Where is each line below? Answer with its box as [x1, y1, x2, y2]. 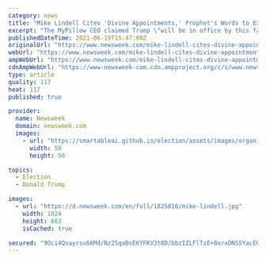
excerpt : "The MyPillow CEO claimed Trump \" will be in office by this [8, 26, 249, 34]
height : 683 [22, 217, 62, 225]
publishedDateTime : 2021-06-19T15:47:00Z [8, 33, 147, 42]
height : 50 [28, 152, 66, 160]
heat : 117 [8, 85, 41, 94]
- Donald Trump [15, 180, 66, 189]
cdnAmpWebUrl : [8, 64, 55, 72]
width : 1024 [22, 210, 62, 218]
